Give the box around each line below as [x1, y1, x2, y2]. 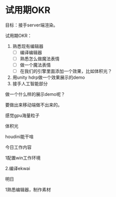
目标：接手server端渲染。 [5, 22, 58, 28]
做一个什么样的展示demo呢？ [5, 91, 65, 97]
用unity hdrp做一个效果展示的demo [12, 74, 85, 80]
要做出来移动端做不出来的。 [5, 102, 62, 108]
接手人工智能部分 [12, 81, 48, 87]
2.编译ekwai [5, 166, 30, 172]
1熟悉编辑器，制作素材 [5, 187, 51, 193]
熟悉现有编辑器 [12, 43, 43, 49]
